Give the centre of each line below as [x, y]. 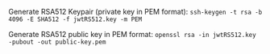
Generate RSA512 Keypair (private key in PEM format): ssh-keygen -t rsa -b [135, 12]
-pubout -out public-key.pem [57, 42]
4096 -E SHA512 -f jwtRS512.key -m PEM [75, 19]
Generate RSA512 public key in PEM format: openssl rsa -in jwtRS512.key [132, 34]
